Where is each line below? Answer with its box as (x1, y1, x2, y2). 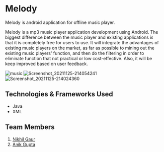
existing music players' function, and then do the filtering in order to (5, 50, 144, 56)
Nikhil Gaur (12, 136, 36, 142)
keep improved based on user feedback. (5, 61, 88, 67)
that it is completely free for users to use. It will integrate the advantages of (5, 39, 159, 45)
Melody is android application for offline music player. (5, 19, 115, 25)
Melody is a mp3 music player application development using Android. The (5, 29, 159, 35)
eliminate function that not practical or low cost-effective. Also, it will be (5, 55, 153, 61)
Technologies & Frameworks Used (5, 90, 113, 98)
